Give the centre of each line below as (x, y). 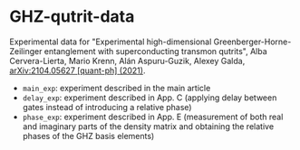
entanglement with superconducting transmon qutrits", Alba (155, 51)
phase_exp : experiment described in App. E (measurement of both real (153, 117)
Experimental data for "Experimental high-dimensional (111, 42)
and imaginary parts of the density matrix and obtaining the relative (148, 126)
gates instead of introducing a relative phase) (107, 107)
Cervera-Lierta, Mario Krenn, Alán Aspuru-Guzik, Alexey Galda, (127, 61)
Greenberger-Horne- (252, 42)
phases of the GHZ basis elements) (88, 136)
